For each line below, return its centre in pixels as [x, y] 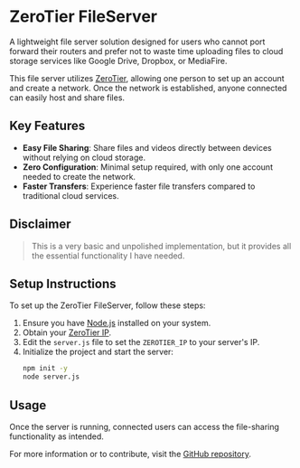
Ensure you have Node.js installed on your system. [117, 323]
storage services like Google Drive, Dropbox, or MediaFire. [118, 61]
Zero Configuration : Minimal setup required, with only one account [148, 167]
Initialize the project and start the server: [98, 352]
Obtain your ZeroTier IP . [67, 332]
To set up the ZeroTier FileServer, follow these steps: [108, 305]
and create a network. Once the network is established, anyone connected [148, 88]
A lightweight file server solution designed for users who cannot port [137, 42]
